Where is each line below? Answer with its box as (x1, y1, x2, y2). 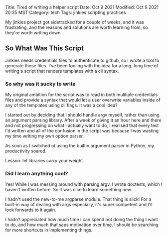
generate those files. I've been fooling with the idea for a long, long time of (5, 62, 159, 69)
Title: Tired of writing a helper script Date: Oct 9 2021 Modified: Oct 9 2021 (5, 4, 159, 10)
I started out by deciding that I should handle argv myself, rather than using (5, 112, 160, 118)
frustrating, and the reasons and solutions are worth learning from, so (5, 24, 148, 30)
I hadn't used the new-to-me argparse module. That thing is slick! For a (5, 196, 152, 202)
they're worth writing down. (5, 30, 62, 35)
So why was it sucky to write (5, 80, 76, 87)
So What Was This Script (5, 44, 84, 53)
